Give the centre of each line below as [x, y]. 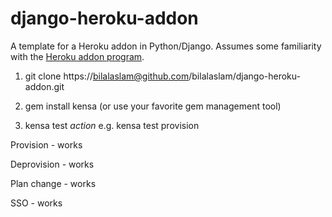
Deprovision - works [52, 164]
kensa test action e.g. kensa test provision [112, 125]
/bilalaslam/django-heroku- [244, 76]
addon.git [44, 86]
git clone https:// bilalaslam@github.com [107, 76]
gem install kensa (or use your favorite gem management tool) [153, 106]
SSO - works [36, 203]
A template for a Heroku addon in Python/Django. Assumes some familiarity [166, 46]
